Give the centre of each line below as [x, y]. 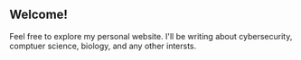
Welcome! [38, 15]
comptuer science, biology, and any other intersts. [103, 46]
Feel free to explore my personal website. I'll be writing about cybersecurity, [151, 36]
